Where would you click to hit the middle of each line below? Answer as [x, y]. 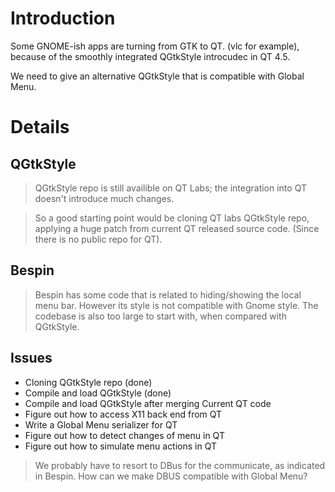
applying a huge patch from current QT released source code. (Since [177, 228]
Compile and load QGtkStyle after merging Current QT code [148, 403]
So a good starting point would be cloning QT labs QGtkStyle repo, [172, 218]
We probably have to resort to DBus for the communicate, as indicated [180, 465]
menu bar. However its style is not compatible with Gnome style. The [176, 305]
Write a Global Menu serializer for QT [101, 424]
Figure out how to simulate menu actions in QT [121, 446]
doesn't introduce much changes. [104, 198]
